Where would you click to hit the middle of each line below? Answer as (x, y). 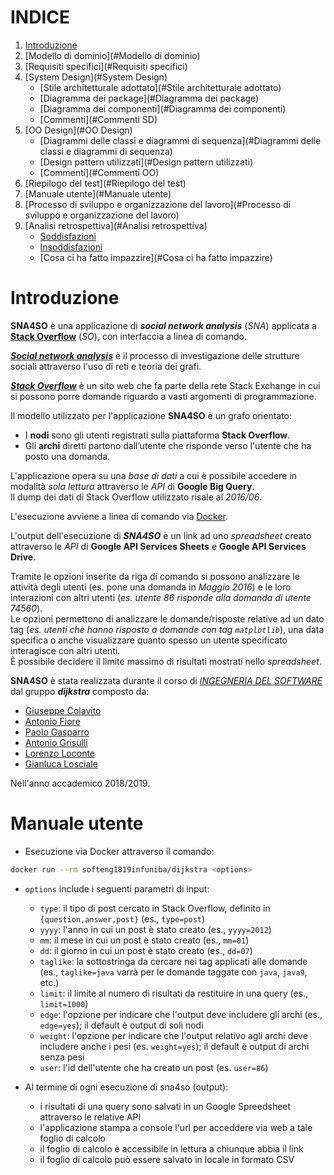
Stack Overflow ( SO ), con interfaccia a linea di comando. (128, 336)
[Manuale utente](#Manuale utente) (98, 193)
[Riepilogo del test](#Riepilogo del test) (105, 183)
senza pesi (62, 1057)
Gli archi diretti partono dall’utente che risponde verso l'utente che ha (168, 445)
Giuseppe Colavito (63, 710)
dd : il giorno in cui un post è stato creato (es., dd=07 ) (146, 950)
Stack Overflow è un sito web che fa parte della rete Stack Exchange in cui (165, 385)
